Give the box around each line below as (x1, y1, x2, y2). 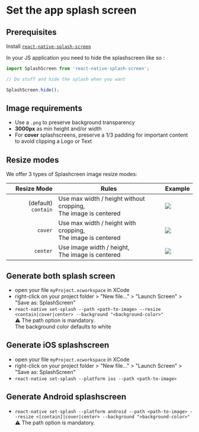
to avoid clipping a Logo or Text (14, 138, 92, 145)
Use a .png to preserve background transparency (14, 119, 135, 126)
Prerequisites (6, 27, 57, 37)
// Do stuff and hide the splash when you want (6, 76, 126, 82)
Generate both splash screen (6, 271, 115, 281)
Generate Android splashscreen (6, 392, 127, 402)
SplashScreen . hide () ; (6, 87, 60, 93)
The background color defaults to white (14, 323, 111, 330)
